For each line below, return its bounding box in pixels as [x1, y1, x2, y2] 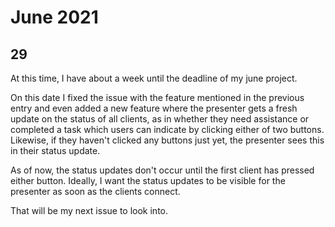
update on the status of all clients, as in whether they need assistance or [10, 113, 310, 125]
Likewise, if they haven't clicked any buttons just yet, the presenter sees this [10, 134, 325, 146]
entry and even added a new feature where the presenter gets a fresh [10, 102, 298, 114]
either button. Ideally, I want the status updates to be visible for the [10, 175, 286, 186]
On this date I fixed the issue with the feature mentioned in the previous [10, 92, 305, 103]
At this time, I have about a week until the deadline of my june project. [10, 72, 298, 84]
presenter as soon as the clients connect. [10, 186, 181, 197]
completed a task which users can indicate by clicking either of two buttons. [10, 124, 325, 135]
